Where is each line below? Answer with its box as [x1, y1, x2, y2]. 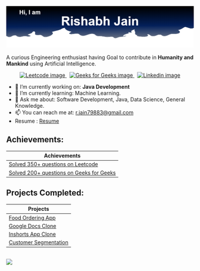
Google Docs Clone [8, 222, 57, 229]
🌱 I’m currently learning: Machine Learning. [14, 89, 121, 96]
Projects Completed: [6, 188, 85, 198]
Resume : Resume [14, 117, 60, 124]
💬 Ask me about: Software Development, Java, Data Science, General [14, 95, 186, 103]
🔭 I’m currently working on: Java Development [14, 83, 130, 90]
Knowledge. [14, 102, 45, 109]
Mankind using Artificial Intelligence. [6, 60, 96, 67]
